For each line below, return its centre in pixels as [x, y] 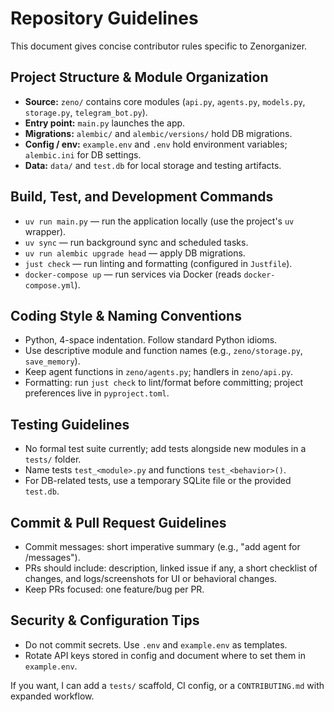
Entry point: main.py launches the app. [105, 123]
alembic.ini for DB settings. [83, 154]
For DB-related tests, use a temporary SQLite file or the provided [158, 481]
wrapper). [45, 231]
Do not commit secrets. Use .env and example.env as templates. [156, 644]
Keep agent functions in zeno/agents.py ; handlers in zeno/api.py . [159, 372]
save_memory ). [52, 361]
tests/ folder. [53, 459]
